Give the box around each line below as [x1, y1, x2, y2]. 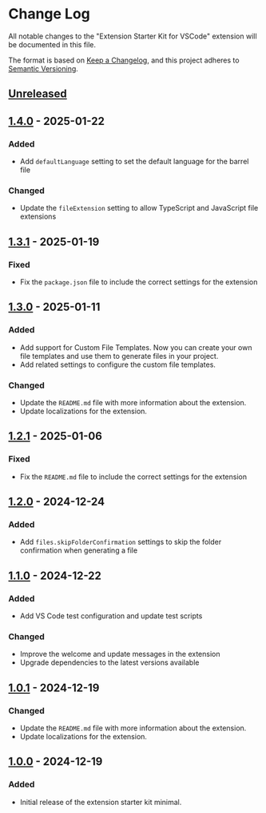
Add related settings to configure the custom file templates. [19, 360, 216, 369]
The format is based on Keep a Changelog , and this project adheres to [8, 55, 240, 65]
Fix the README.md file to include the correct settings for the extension [19, 472, 248, 481]
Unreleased [8, 87, 68, 101]
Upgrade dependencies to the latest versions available [19, 658, 200, 667]
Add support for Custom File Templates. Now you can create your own [19, 342, 252, 352]
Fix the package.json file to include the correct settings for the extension [19, 277, 258, 287]
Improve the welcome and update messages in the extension [19, 650, 220, 659]
